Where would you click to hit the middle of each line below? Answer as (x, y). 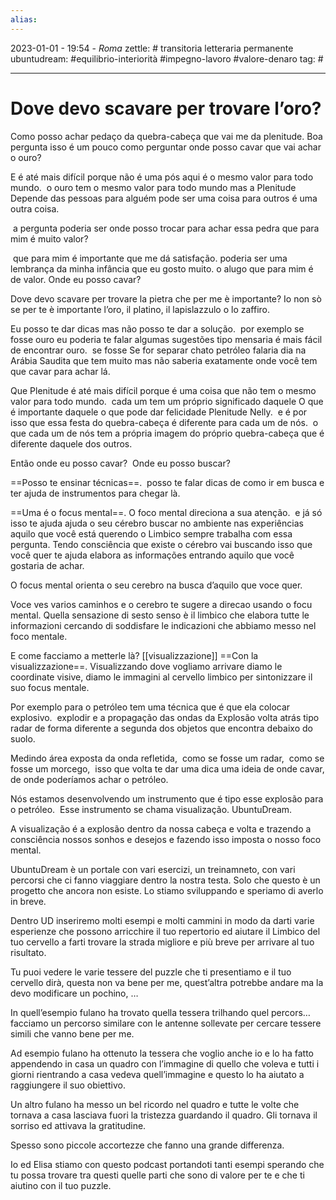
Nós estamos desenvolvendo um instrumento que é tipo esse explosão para (167, 798)
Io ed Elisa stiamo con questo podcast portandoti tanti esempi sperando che (167, 1164)
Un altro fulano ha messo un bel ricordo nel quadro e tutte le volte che (155, 1104)
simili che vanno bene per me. (72, 1033)
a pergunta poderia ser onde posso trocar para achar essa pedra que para (166, 228)
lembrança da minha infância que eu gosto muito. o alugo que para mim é (162, 268)
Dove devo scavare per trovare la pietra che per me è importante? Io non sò (166, 298)
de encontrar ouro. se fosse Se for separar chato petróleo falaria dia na (158, 350)
